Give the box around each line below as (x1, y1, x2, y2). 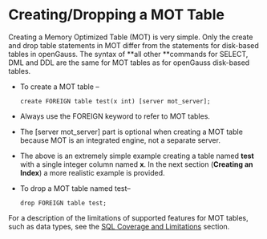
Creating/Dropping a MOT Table (8, 6, 225, 24)
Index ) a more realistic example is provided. (19, 168, 166, 177)
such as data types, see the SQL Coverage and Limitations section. (8, 221, 230, 231)
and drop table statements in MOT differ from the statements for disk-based (8, 40, 259, 50)
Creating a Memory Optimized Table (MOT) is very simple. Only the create (8, 32, 253, 42)
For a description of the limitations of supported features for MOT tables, (8, 213, 249, 222)
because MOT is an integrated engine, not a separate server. (19, 135, 220, 145)
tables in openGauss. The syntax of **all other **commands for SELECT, (8, 49, 249, 59)
